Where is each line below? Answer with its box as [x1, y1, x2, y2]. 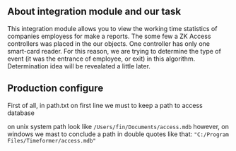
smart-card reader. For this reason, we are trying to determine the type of [7, 47, 221, 55]
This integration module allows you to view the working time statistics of [7, 24, 218, 32]
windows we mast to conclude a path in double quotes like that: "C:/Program [7, 130, 230, 138]
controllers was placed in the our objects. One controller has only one [7, 39, 211, 48]
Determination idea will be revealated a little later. [7, 61, 151, 70]
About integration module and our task [7, 6, 182, 18]
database [7, 109, 35, 117]
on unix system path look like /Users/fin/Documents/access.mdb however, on [7, 122, 230, 131]
